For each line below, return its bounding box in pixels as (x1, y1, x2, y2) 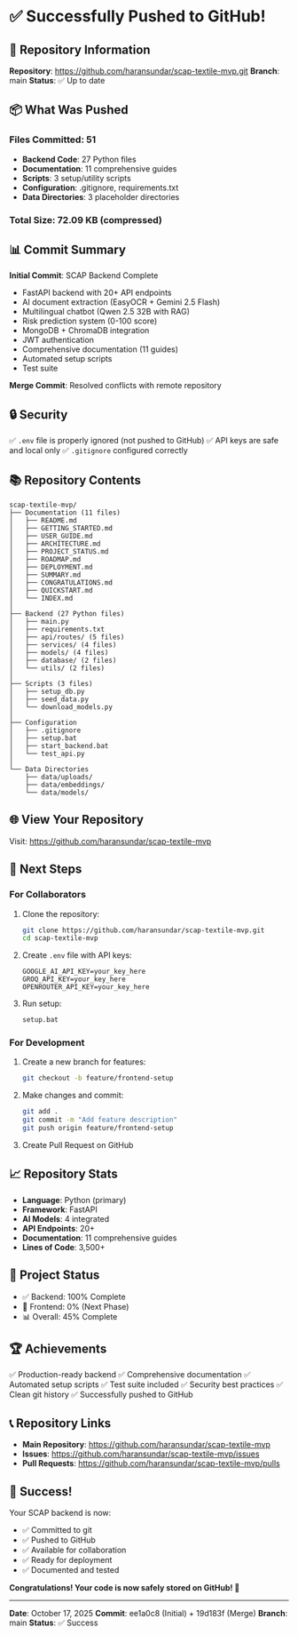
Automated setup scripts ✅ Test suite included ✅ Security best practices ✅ (9, 1379, 284, 1390)
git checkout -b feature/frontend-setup (21, 1073, 174, 1083)
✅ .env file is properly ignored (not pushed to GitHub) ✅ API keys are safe (9, 435, 279, 446)
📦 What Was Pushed (9, 102, 129, 117)
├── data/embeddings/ (25, 780, 105, 790)
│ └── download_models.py (9, 703, 114, 712)
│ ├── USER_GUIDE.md (9, 531, 93, 541)
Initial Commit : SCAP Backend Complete (9, 270, 159, 281)
